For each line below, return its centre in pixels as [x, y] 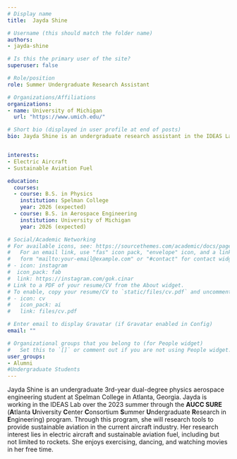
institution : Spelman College [65, 201]
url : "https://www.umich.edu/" [60, 117]
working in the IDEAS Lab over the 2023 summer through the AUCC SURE [115, 405]
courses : [26, 187]
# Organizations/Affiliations [52, 97]
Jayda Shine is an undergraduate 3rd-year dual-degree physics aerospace [116, 390]
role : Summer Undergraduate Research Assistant [79, 84]
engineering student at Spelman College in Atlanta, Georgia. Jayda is [107, 397]
